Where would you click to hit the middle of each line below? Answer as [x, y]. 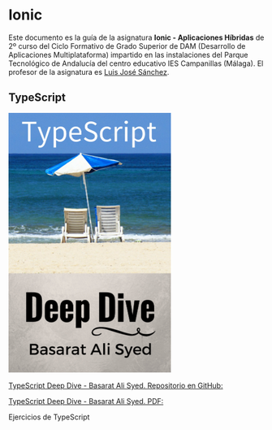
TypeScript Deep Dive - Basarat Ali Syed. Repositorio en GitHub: [116, 385]
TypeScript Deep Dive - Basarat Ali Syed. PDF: [86, 401]
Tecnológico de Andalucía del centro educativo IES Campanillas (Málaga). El [136, 63]
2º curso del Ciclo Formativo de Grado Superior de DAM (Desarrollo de [127, 46]
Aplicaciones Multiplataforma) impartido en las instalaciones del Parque [129, 54]
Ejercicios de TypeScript [49, 417]
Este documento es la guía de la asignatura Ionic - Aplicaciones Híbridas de [136, 37]
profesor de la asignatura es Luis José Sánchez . [89, 72]
